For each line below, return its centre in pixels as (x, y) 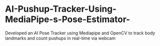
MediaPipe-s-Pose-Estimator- (68, 19)
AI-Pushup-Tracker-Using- (61, 9)
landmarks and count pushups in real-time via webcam (60, 38)
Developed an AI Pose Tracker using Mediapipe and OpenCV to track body (80, 33)
